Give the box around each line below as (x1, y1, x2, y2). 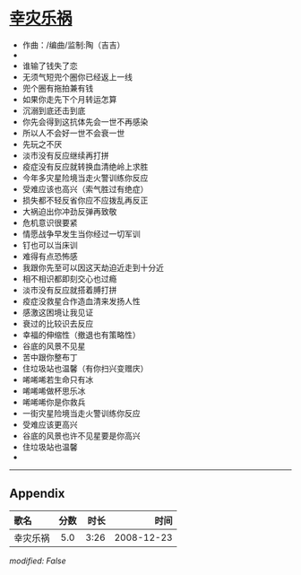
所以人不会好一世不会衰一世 (21, 127, 125, 138)
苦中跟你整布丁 (21, 352, 78, 362)
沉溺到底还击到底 (21, 105, 86, 116)
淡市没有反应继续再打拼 (21, 150, 109, 161)
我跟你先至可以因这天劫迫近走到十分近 (21, 262, 164, 273)
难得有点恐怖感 (21, 250, 78, 261)
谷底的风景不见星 (21, 340, 86, 351)
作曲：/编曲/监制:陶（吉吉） (21, 39, 125, 50)
